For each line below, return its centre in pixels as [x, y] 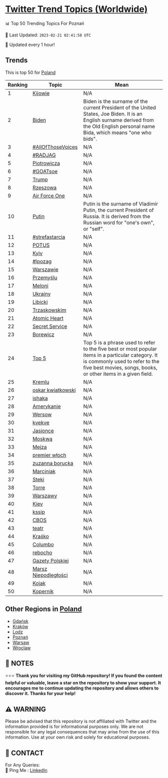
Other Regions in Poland [43, 609]
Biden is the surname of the [116, 101]
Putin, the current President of [118, 210]
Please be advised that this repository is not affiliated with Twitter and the [81, 721]
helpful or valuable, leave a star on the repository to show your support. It [83, 683]
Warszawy [45, 495]
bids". [90, 138]
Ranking [18, 84]
